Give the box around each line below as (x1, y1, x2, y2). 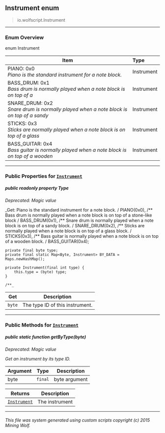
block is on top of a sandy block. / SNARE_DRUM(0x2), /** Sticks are (5, 223, 145, 228)
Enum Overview (5, 34, 44, 41)
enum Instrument (5, 45, 40, 51)
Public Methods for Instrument (5, 322, 79, 328)
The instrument (37, 398, 73, 405)
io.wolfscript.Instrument (17, 17, 65, 23)
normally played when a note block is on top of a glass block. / (5, 228, 132, 234)
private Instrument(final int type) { (5, 265, 84, 270)
